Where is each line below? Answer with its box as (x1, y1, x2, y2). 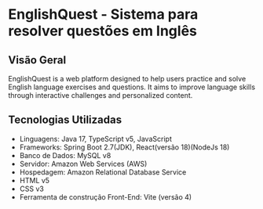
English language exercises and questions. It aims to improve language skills (8, 82, 256, 92)
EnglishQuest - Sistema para (8, 5, 199, 23)
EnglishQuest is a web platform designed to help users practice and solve (8, 74, 247, 83)
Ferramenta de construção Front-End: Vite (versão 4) (19, 192, 192, 201)
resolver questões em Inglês (8, 22, 198, 40)
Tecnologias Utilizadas (8, 114, 122, 127)
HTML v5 (19, 175, 49, 185)
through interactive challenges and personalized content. (8, 91, 193, 99)
